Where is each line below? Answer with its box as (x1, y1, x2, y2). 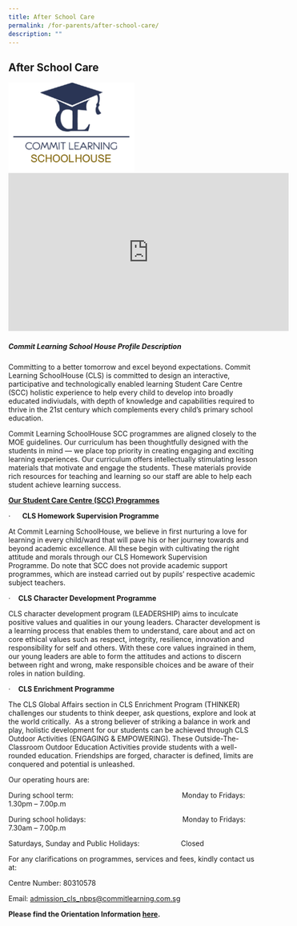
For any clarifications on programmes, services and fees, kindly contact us (8, 854, 255, 863)
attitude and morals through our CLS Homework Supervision (8, 552, 208, 562)
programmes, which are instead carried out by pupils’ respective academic (8, 569, 255, 579)
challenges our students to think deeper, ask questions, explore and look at (8, 708, 256, 717)
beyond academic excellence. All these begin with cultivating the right (8, 543, 240, 553)
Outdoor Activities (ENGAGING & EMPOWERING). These (8, 733, 194, 743)
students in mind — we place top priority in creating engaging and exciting (8, 445, 255, 455)
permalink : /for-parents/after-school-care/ (8, 21, 159, 30)
